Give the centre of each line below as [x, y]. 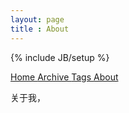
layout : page [37, 19]
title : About [40, 29]
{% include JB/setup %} [60, 57]
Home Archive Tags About [64, 77]
